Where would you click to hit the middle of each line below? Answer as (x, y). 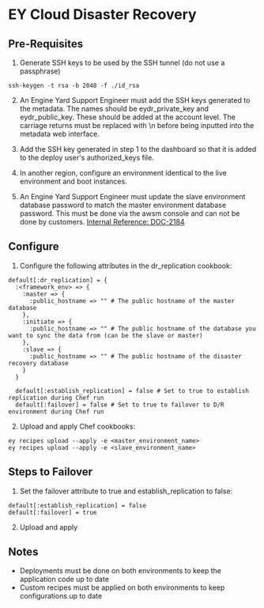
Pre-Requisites (46, 44)
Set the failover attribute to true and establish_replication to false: (126, 491)
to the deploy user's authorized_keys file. (87, 157)
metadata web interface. (60, 134)
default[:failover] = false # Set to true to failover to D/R (120, 405)
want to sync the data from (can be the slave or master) (106, 335)
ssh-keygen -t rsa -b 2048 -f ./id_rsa (74, 85)
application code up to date (64, 580)
